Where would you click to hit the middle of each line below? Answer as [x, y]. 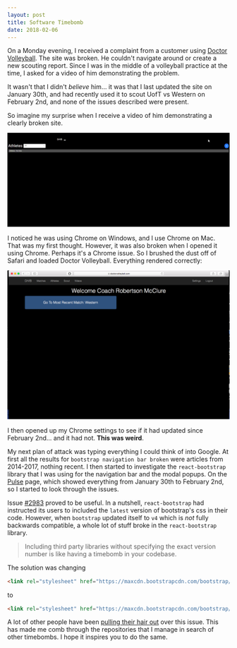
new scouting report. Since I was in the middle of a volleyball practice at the [117, 66]
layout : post [26, 15]
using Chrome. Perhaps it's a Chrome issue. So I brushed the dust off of [112, 253]
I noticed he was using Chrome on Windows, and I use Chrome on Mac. [111, 238]
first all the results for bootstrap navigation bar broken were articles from [115, 459]
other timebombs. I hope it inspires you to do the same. [87, 637]
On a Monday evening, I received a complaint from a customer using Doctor [117, 51]
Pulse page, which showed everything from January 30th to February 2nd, [116, 481]
